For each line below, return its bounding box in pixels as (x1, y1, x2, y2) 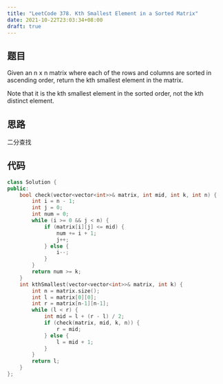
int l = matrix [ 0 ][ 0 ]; (32, 294, 97, 301)
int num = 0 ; (32, 211, 70, 217)
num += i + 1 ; (56, 230, 97, 237)
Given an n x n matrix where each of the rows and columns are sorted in (7, 69, 212, 77)
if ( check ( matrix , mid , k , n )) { (43, 319, 140, 327)
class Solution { (7, 178, 57, 186)
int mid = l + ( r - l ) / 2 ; (43, 313, 125, 320)
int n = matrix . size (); (32, 287, 100, 295)
